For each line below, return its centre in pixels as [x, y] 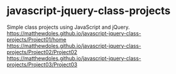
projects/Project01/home [36, 39]
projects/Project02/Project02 [42, 52]
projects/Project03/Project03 [42, 64]
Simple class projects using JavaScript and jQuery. [68, 27]
